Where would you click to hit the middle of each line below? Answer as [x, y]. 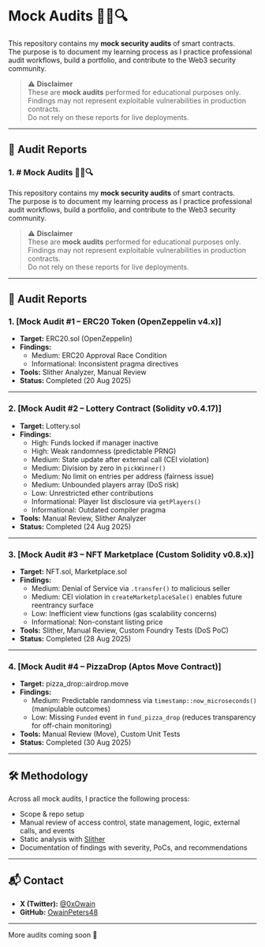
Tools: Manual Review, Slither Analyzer [83, 518]
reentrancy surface [62, 605]
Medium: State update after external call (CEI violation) [120, 459]
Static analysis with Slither [62, 840]
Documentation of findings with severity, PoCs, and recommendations [133, 847]
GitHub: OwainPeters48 [59, 912]
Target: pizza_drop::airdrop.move [74, 684]
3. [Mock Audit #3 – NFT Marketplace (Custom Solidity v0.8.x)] [131, 554]
